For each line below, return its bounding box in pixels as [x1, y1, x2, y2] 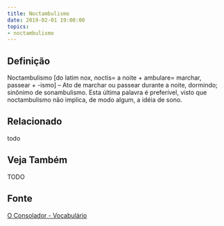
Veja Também [7, 154, 68, 166]
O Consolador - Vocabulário [7, 211, 87, 219]
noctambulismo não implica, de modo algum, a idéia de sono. [7, 96, 182, 104]
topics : [7, 23, 30, 30]
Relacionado [7, 116, 62, 128]
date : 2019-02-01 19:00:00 [7, 17, 85, 24]
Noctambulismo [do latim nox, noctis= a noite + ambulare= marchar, [7, 73, 202, 82]
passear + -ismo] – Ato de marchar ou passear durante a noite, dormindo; [7, 81, 218, 89]
